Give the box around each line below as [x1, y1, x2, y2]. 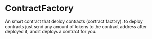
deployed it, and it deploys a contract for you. [5, 29, 96, 34]
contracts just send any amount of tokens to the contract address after [5, 23, 147, 29]
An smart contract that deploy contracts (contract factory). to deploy [5, 19, 143, 24]
